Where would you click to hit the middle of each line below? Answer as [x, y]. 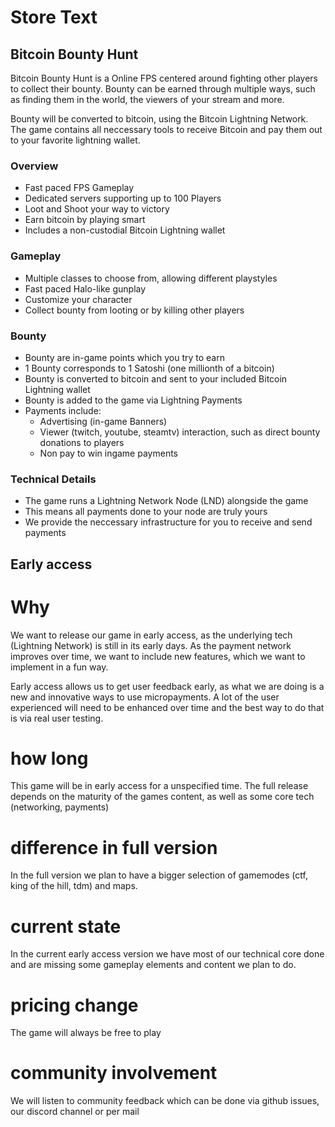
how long [49, 758]
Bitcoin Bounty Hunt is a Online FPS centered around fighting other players [164, 78]
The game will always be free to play [86, 1033]
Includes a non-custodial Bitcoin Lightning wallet [125, 230]
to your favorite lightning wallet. [75, 140]
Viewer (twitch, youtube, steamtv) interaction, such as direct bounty [180, 432]
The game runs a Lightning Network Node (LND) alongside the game [166, 501]
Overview [34, 166]
